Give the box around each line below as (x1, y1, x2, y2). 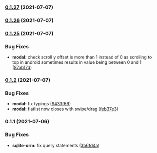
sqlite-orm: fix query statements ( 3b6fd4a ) (12, 142, 100, 148)
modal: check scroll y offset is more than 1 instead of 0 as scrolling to (12, 54, 152, 60)
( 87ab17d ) (12, 65, 32, 71)
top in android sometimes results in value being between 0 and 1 (12, 59, 142, 65)
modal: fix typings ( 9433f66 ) (12, 101, 71, 107)
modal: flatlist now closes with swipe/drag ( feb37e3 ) (12, 106, 118, 112)
